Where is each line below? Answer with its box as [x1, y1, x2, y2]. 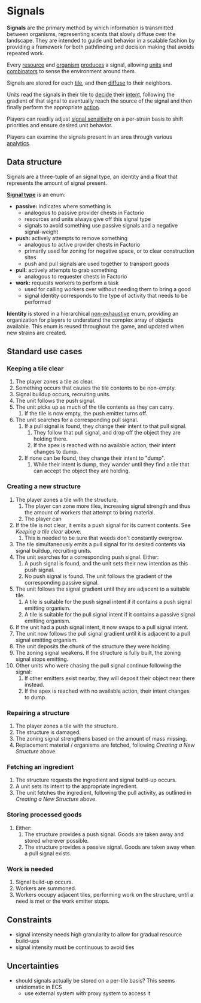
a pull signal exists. [24, 849, 71, 857]
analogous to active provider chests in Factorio [24, 241, 141, 248]
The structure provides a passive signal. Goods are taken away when [24, 843, 195, 851]
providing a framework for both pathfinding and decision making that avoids [7, 43, 194, 50]
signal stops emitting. [15, 655, 69, 663]
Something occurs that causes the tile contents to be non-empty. [15, 384, 176, 391]
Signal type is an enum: [7, 191, 66, 198]
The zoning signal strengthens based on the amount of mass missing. [15, 735, 187, 742]
